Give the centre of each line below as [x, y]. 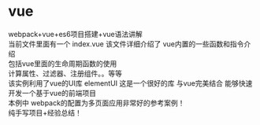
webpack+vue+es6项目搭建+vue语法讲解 [76, 34]
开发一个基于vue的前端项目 [52, 93]
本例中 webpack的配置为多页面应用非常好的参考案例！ [97, 103]
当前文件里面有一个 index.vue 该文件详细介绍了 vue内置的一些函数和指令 [126, 44]
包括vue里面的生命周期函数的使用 [63, 63]
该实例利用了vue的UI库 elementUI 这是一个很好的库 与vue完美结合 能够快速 [130, 83]
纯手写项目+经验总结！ [45, 112]
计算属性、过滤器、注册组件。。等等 [65, 73]
